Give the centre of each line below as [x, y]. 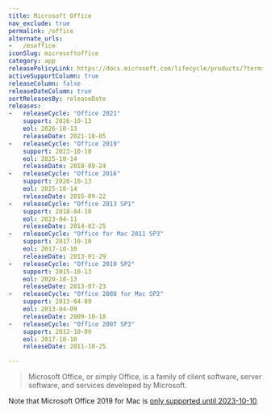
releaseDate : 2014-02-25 [65, 226]
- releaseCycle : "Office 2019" [65, 144]
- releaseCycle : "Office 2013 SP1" [72, 204]
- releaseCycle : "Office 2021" [65, 114]
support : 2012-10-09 [57, 332]
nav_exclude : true [39, 23]
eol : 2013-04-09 [50, 309]
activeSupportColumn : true [54, 76]
